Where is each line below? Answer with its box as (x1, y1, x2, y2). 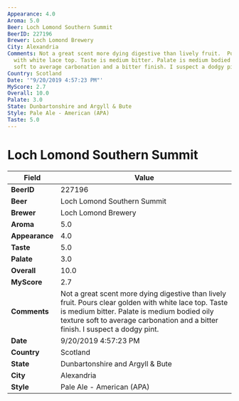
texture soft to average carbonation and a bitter (60, 315, 218, 325)
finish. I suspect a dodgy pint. (60, 324, 159, 334)
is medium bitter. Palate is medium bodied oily (60, 306, 214, 316)
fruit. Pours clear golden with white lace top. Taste (60, 297, 228, 307)
